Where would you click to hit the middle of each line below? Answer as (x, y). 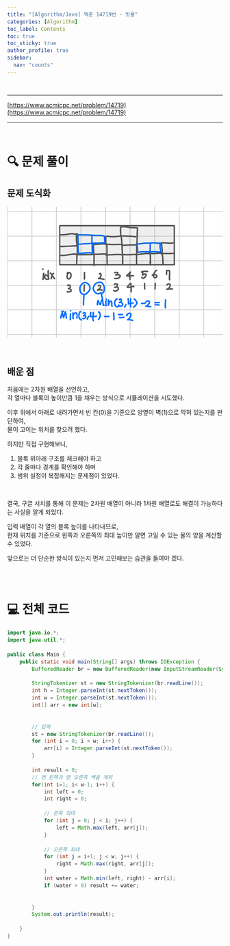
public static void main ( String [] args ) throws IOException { (110, 662)
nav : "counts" (33, 65)
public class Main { (37, 654)
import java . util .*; (37, 640)
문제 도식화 (29, 193)
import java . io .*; (33, 633)
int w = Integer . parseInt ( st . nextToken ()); (94, 698)
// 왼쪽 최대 (59, 814)
